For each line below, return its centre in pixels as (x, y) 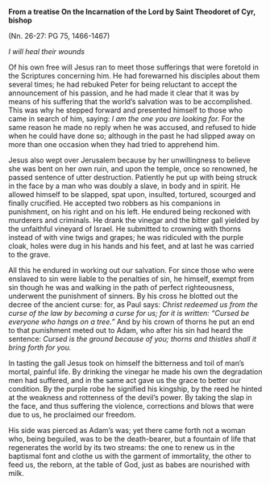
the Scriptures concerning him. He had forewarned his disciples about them (134, 76)
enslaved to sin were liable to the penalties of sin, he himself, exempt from (131, 279)
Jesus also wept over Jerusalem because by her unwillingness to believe (130, 160)
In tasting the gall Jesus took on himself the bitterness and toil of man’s (126, 363)
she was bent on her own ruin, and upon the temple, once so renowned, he (133, 168)
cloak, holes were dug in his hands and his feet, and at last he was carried (131, 246)
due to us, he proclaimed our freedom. (73, 415)
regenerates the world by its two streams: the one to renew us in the (122, 447)
